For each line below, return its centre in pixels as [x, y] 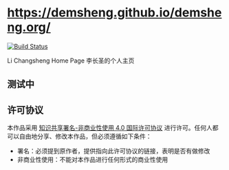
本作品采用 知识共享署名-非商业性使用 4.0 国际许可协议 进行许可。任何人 [110, 128]
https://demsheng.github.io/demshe [115, 13]
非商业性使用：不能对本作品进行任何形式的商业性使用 [92, 160]
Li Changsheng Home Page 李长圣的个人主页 [71, 61]
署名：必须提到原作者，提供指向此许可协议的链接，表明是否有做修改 [113, 151]
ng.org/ [29, 27]
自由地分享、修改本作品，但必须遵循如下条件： [85, 136]
